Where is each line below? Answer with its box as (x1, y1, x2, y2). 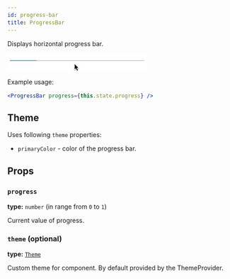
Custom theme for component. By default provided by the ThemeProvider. (7, 263, 224, 273)
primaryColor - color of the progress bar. (17, 144, 137, 153)
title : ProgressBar (7, 18, 65, 26)
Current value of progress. (7, 216, 85, 224)
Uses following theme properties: (7, 131, 102, 139)
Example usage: (7, 77, 54, 86)
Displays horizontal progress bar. (7, 39, 104, 48)
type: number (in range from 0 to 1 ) (7, 202, 108, 211)
